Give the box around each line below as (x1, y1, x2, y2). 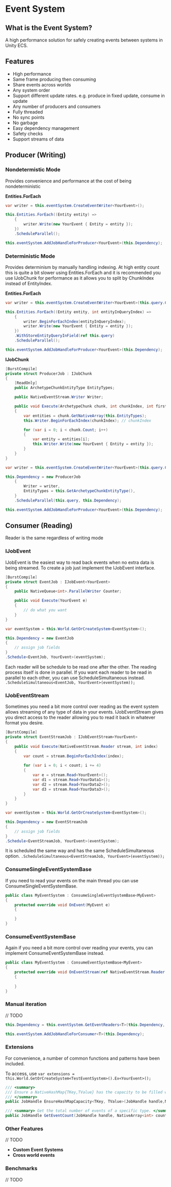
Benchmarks (5, 1165, 38, 1172)
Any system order (12, 87, 50, 93)
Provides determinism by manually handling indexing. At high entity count (5, 264, 159, 270)
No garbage (12, 120, 38, 126)
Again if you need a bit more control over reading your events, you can (5, 945, 154, 951)
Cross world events (12, 1152, 55, 1158)
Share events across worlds (12, 81, 71, 87)
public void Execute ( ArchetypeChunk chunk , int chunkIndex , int (14, 404, 154, 409)
